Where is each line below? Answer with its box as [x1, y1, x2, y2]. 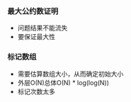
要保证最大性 [17, 33, 55, 41]
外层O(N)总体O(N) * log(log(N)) [17, 78, 110, 86]
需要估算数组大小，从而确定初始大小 [17, 69, 124, 78]
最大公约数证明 [7, 6, 59, 16]
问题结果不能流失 [17, 23, 68, 33]
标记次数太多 [17, 87, 55, 96]
